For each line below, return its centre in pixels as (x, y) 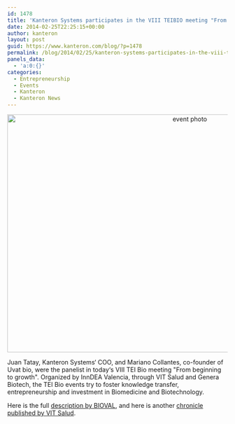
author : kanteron (33, 33)
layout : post (26, 40)
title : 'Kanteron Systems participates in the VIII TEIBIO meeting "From (117, 20)
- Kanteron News (37, 99)
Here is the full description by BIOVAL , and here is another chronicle (105, 405)
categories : (24, 72)
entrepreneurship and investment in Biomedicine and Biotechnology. (106, 392)
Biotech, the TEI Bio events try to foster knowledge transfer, (93, 384)
